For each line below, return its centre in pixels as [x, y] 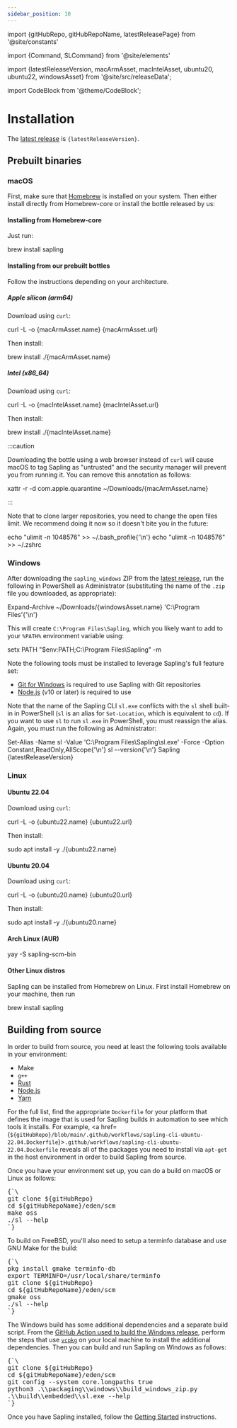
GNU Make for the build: [42, 1248]
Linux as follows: [32, 1178]
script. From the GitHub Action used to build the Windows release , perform [116, 1332]
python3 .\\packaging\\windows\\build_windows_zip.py [103, 1389]
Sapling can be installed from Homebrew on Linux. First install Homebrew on [119, 986]
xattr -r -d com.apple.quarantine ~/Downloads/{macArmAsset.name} [108, 488]
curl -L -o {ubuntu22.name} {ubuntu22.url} [70, 822]
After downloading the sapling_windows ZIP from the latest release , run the [116, 578]
